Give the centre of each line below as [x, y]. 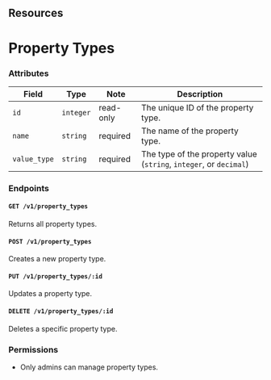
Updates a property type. [50, 294]
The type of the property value [199, 154]
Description [200, 94]
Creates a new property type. [57, 259]
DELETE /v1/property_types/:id [61, 311]
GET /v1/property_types [48, 207]
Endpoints [29, 188]
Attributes [29, 73]
